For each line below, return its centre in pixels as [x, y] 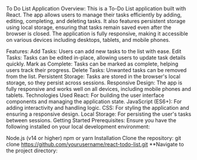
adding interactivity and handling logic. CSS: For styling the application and [98, 108]
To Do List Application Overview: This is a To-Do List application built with [96, 9]
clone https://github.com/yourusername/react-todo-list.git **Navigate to [95, 144]
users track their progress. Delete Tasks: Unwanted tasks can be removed [96, 70]
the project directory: [32, 151]
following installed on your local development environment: [78, 127]
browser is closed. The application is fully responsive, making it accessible [97, 34]
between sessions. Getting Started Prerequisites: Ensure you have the [91, 120]
